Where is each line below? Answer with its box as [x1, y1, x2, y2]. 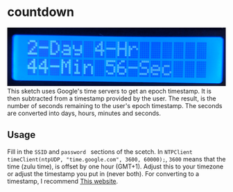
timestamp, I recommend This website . [7, 177, 119, 185]
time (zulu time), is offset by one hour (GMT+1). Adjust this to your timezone [7, 162, 224, 171]
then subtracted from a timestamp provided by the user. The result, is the [7, 94, 216, 103]
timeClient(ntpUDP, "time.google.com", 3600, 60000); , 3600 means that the [7, 155, 226, 163]
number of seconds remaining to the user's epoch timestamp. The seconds [7, 101, 223, 110]
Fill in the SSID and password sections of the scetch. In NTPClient [7, 147, 193, 156]
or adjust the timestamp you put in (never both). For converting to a [7, 169, 200, 177]
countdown [7, 4, 75, 20]
